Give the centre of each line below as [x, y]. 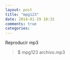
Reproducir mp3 [22, 42]
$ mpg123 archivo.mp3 [41, 52]
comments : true [21, 24]
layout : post [19, 10]
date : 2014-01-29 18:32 [30, 19]
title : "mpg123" [22, 14]
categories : [17, 28]
